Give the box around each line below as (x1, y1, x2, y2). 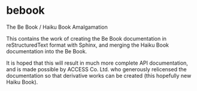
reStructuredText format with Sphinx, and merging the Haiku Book (6, 41, 169, 48)
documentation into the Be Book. (6, 47, 87, 54)
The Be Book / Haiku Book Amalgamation (6, 23, 108, 31)
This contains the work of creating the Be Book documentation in (6, 35, 166, 42)
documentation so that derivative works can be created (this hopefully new (6, 72, 192, 79)
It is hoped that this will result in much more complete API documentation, (6, 59, 189, 66)
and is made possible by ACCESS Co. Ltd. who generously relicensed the (6, 65, 187, 72)
